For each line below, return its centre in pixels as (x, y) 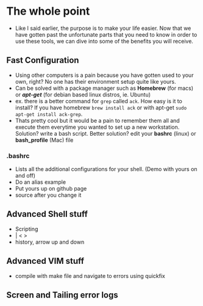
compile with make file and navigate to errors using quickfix (90, 275)
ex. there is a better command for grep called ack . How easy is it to (99, 101)
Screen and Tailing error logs (62, 295)
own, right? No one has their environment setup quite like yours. (96, 81)
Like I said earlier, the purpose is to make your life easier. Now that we (103, 28)
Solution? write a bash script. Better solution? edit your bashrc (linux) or (105, 133)
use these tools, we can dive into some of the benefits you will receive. (104, 41)
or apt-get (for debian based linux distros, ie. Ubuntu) (83, 94)
